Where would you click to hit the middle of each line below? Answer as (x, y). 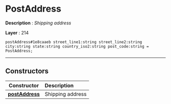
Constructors (27, 71)
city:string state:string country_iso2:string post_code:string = (77, 46)
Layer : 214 (17, 32)
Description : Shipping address (38, 23)
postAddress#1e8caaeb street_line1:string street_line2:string (74, 42)
